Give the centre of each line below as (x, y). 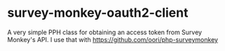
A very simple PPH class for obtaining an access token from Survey (104, 32)
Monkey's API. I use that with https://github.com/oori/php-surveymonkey (113, 39)
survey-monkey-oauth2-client (98, 13)
